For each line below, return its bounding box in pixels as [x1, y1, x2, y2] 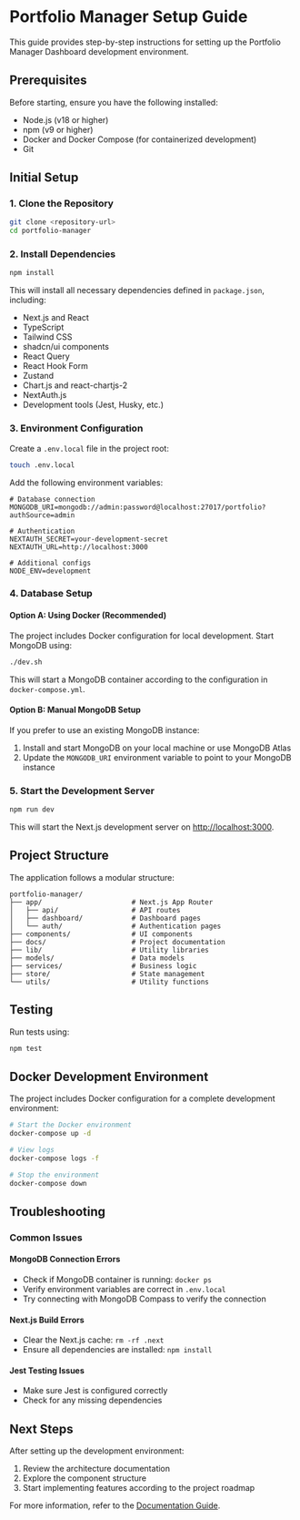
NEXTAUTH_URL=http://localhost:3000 [9, 542, 148, 552]
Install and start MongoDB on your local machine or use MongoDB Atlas [22, 742, 292, 753]
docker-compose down [9, 1178, 88, 1188]
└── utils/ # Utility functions [9, 977, 209, 986]
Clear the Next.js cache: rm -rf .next [22, 1334, 165, 1345]
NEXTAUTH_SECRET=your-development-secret [9, 535, 169, 544]
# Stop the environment [9, 1170, 100, 1179]
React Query [22, 351, 70, 362]
